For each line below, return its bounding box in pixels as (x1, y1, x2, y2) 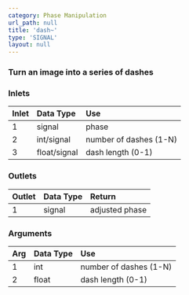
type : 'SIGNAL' (8, 33, 58, 42)
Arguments (8, 227, 53, 238)
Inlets (8, 87, 30, 98)
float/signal (36, 147, 78, 158)
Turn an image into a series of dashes (8, 67, 154, 78)
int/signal (36, 135, 71, 146)
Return (89, 190, 116, 201)
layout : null (8, 41, 51, 49)
